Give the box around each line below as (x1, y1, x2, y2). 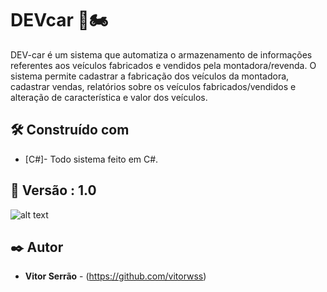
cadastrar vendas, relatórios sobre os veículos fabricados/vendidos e (10, 80, 297, 92)
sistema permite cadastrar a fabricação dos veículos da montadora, (10, 70, 290, 82)
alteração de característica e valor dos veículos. (10, 91, 208, 103)
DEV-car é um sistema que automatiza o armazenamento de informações (10, 48, 313, 61)
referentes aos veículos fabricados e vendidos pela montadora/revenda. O (10, 59, 317, 71)
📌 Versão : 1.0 (10, 182, 97, 199)
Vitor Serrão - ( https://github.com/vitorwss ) (24, 270, 207, 282)
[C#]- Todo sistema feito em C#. (24, 153, 159, 165)
